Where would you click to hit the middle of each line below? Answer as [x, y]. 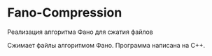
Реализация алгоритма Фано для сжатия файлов [80, 32]
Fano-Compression [65, 13]
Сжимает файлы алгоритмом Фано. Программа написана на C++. [106, 45]
